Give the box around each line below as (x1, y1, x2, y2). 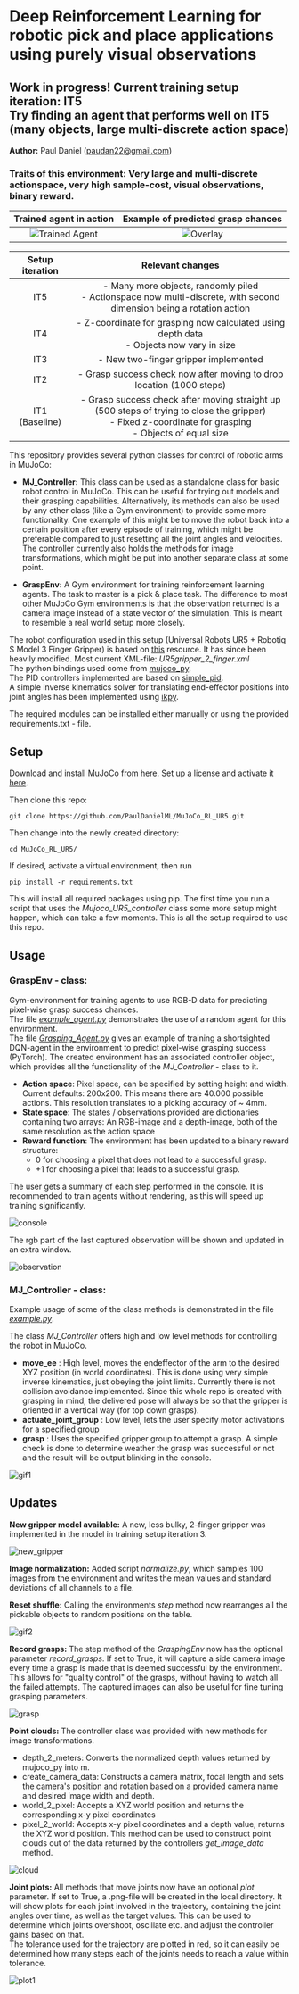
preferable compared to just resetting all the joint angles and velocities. (21, 534, 283, 544)
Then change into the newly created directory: (9, 827, 180, 838)
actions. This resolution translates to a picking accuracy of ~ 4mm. (21, 1097, 267, 1108)
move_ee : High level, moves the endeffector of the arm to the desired (21, 1358, 280, 1368)
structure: (21, 1144, 59, 1155)
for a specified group (21, 1424, 100, 1434)
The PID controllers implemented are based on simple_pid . (9, 672, 224, 684)
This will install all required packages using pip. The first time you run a (9, 893, 270, 904)
